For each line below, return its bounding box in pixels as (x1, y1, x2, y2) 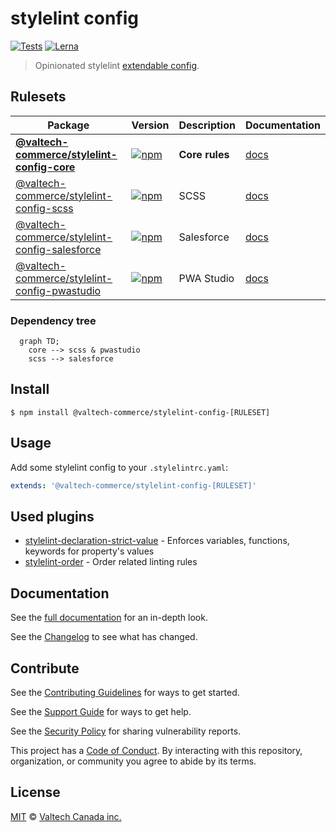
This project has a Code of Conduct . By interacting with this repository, (10, 744, 303, 756)
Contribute (10, 660, 80, 677)
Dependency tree (10, 313, 97, 327)
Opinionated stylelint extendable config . (34, 59, 200, 71)
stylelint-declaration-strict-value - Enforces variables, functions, (24, 535, 290, 547)
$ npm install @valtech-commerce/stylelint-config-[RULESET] (10, 407, 271, 417)
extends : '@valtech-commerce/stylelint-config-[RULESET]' (10, 480, 257, 491)
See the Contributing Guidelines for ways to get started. (10, 686, 240, 698)
